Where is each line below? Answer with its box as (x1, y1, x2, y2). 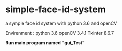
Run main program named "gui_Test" (5, 39, 85, 46)
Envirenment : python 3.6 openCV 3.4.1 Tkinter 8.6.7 (5, 30, 114, 36)
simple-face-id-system (5, 4, 106, 15)
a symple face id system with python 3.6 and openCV (5, 20, 117, 26)
